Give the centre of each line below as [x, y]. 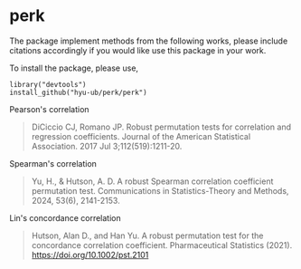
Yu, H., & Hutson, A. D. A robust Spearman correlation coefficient [152, 181]
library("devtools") [48, 84]
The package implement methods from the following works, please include [149, 41]
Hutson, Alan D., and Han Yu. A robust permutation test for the [147, 235]
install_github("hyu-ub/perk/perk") [78, 92]
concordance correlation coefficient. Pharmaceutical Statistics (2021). [162, 245]
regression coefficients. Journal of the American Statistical [141, 136]
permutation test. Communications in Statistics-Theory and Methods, [160, 190]
